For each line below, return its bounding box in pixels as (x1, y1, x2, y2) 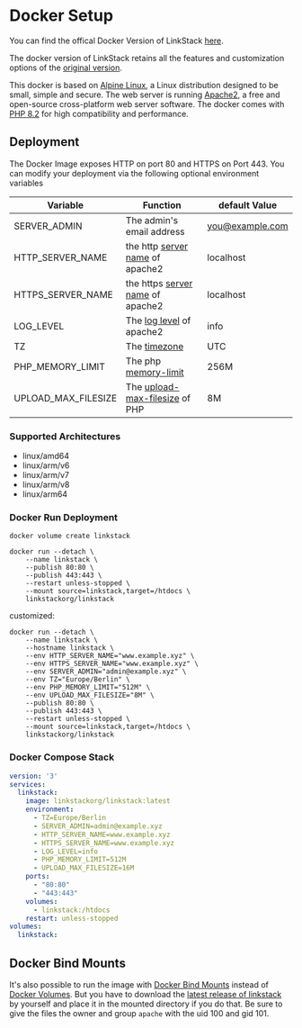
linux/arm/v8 (22, 479, 70, 491)
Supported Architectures (9, 429, 121, 442)
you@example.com (207, 220, 289, 232)
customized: (9, 610, 56, 621)
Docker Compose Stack (9, 751, 115, 763)
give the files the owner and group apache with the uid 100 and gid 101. (9, 1007, 270, 1018)
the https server (125, 276, 193, 289)
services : (9, 780, 47, 789)
